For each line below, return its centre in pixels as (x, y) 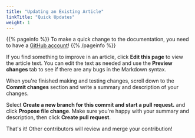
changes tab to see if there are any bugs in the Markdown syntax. (86, 70)
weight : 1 (18, 22)
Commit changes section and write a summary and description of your (92, 87)
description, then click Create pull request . (58, 117)
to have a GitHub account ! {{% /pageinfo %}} (61, 45)
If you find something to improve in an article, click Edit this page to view (95, 57)
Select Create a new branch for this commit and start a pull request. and (96, 105)
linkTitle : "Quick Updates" (41, 17)
